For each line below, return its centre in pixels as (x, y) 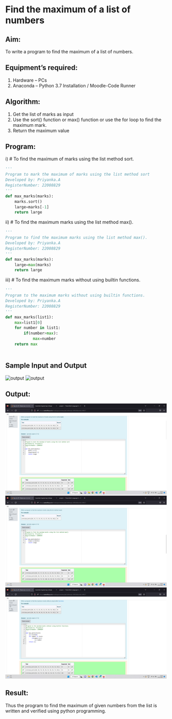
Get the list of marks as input (43, 114)
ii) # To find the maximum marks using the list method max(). (69, 222)
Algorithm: (23, 102)
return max (26, 344)
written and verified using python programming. (56, 711)
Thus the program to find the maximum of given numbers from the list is (81, 705)
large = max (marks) (33, 265)
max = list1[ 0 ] (28, 323)
